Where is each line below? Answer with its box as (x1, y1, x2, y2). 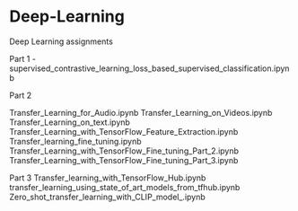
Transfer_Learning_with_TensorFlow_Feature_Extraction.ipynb (9, 126, 239, 136)
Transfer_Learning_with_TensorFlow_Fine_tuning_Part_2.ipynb (9, 145, 240, 156)
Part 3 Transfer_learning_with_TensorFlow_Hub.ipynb (9, 172, 206, 183)
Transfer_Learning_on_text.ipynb (9, 117, 130, 127)
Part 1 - (9, 53, 36, 64)
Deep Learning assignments (9, 36, 114, 47)
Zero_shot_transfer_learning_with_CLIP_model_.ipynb (9, 191, 206, 202)
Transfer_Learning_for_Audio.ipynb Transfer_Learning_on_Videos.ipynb (9, 107, 273, 118)
